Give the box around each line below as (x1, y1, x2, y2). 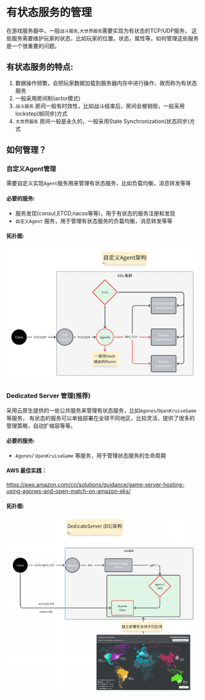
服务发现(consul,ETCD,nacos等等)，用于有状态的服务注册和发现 (15, 209, 176, 217)
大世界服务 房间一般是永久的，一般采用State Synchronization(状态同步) (15, 117, 190, 125)
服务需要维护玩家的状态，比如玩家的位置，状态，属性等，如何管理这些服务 (11, 34, 199, 42)
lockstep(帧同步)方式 (15, 109, 68, 117)
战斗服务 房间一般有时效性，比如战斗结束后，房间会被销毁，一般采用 (15, 102, 185, 109)
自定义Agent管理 (6, 164, 56, 173)
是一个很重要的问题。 (6, 42, 60, 50)
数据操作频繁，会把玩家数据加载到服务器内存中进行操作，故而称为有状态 (15, 79, 197, 86)
